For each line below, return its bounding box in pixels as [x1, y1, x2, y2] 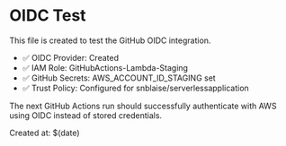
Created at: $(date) [9, 127, 80, 138]
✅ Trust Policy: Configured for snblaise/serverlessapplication [22, 82, 249, 93]
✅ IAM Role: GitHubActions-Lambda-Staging [22, 62, 189, 73]
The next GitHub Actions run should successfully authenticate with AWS [9, 100, 277, 111]
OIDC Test [9, 5, 87, 26]
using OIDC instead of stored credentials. [9, 109, 163, 121]
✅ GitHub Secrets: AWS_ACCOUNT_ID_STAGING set [22, 73, 216, 83]
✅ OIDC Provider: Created [22, 52, 120, 63]
